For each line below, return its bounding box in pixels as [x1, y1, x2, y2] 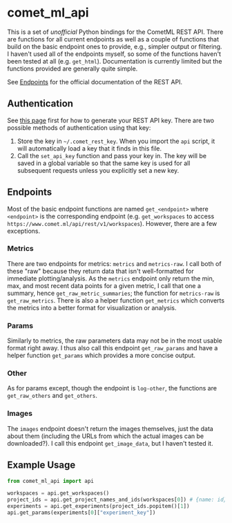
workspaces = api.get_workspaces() [7, 490, 110, 497]
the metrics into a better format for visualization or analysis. [7, 303, 177, 312]
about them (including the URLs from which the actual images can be [7, 432, 204, 440]
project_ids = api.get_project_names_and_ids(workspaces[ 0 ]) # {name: [7, 496, 215, 504]
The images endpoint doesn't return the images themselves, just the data [7, 424, 214, 432]
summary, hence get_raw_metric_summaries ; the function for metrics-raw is [7, 289, 220, 297]
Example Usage [7, 459, 76, 471]
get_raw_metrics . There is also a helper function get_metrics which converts [7, 296, 225, 305]
